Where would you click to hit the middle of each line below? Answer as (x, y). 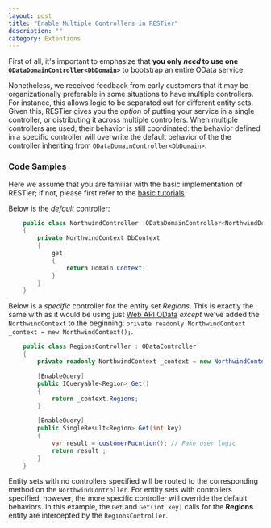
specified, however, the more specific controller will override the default (128, 498)
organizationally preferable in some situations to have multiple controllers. (131, 94)
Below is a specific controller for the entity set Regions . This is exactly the (131, 306)
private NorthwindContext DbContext (99, 238)
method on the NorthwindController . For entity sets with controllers (120, 490)
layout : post (30, 16)
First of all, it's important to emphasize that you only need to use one (123, 61)
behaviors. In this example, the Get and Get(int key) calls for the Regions (131, 507)
